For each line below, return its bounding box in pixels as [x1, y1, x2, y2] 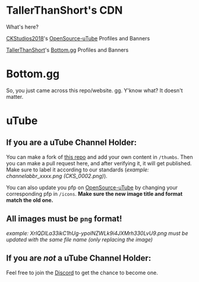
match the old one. [6, 196, 53, 203]
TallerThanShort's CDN [6, 4, 123, 17]
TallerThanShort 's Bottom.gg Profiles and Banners [6, 46, 129, 54]
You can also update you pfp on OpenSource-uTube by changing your [6, 184, 178, 191]
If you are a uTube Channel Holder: [6, 137, 137, 148]
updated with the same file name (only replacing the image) [6, 236, 153, 243]
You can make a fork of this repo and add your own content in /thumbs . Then [6, 153, 193, 161]
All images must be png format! [6, 214, 122, 224]
